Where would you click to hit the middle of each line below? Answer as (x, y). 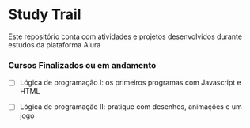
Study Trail (45, 15)
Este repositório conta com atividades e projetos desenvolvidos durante (125, 36)
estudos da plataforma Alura (55, 44)
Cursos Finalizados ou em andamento (82, 65)
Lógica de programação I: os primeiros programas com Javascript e (130, 83)
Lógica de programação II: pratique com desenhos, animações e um (131, 107)
